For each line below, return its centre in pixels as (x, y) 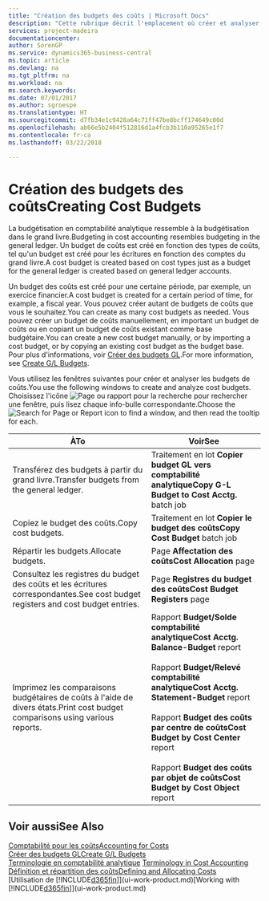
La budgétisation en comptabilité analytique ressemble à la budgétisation (129, 229)
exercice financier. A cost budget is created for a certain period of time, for (131, 295)
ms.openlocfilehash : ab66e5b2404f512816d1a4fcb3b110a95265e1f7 (116, 128)
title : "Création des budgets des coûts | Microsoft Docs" (109, 16)
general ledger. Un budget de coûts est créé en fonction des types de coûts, (134, 246)
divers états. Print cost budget (68, 708)
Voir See (204, 441)
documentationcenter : (44, 38)
